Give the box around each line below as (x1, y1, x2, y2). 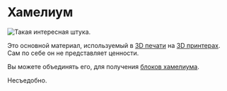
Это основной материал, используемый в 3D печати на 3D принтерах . (7, 41, 221, 49)
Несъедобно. (7, 75, 47, 85)
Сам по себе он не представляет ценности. (7, 49, 139, 57)
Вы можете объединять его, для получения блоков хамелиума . (7, 62, 200, 71)
